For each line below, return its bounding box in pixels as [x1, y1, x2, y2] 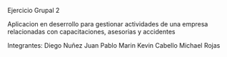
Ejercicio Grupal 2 [7, 6, 60, 14]
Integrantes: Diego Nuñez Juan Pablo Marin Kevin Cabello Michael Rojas [7, 41, 221, 49]
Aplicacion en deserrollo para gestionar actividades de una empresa [7, 20, 208, 28]
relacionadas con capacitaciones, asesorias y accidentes [7, 28, 176, 36]
